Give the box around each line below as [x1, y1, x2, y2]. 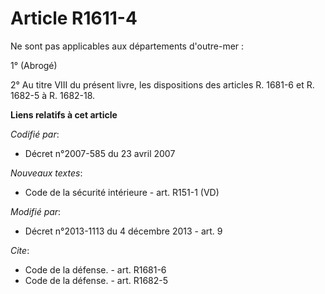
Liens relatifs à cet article [10, 108, 118, 121]
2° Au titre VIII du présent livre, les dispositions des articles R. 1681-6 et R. [10, 78, 315, 91]
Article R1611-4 [10, 7, 138, 30]
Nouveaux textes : [10, 167, 83, 179]
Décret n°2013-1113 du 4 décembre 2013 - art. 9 [24, 225, 223, 237]
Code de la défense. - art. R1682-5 [24, 274, 169, 286]
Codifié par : [10, 128, 60, 140]
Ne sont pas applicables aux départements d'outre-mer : [10, 40, 245, 52]
